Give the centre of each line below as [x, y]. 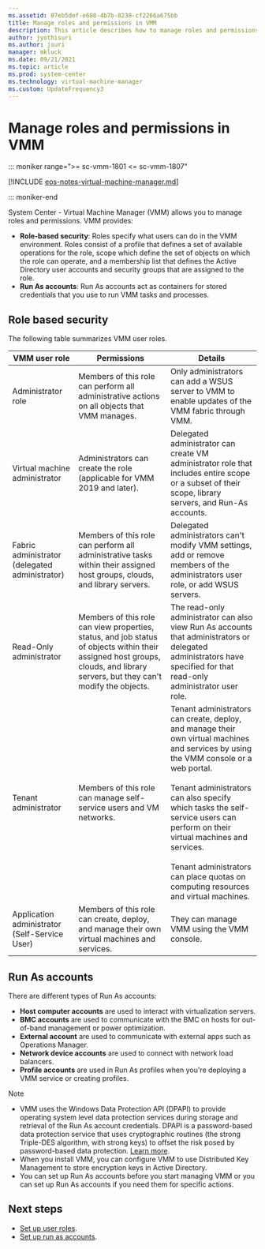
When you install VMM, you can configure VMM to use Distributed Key [134, 1159]
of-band [33, 1028]
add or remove [198, 555]
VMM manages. [107, 416]
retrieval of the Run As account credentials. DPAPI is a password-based [136, 1125]
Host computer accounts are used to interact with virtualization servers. [138, 1011]
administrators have [207, 657]
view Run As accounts [212, 627]
